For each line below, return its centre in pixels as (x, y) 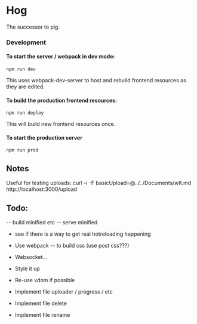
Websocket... (31, 257)
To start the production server (44, 137)
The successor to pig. (33, 27)
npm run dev (21, 69)
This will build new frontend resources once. (61, 124)
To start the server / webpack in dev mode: (61, 57)
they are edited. (25, 87)
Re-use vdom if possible (45, 280)
